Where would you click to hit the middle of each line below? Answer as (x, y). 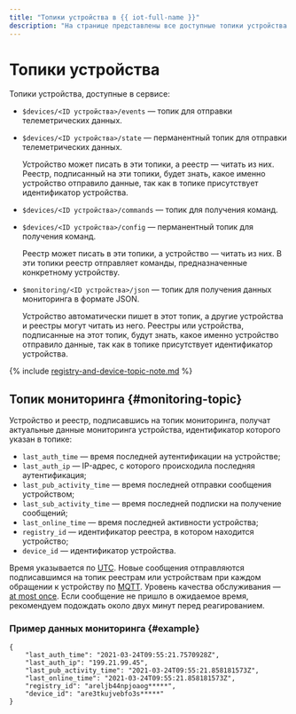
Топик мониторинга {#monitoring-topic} (125, 399)
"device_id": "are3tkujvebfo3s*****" (95, 694)
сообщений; (45, 513)
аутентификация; (54, 475)
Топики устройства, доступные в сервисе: (90, 94)
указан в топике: (41, 439)
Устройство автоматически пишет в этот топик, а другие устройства (152, 317)
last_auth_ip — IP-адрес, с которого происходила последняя (138, 466)
